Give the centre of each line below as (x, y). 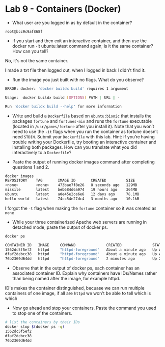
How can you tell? (30, 51)
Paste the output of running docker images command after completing (83, 162)
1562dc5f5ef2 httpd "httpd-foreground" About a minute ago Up (81, 250)
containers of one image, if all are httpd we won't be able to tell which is (78, 294)
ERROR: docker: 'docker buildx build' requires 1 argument (67, 89)
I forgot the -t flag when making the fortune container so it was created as (81, 208)
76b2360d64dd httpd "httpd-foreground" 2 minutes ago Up (81, 259)
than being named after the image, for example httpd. (66, 279)
